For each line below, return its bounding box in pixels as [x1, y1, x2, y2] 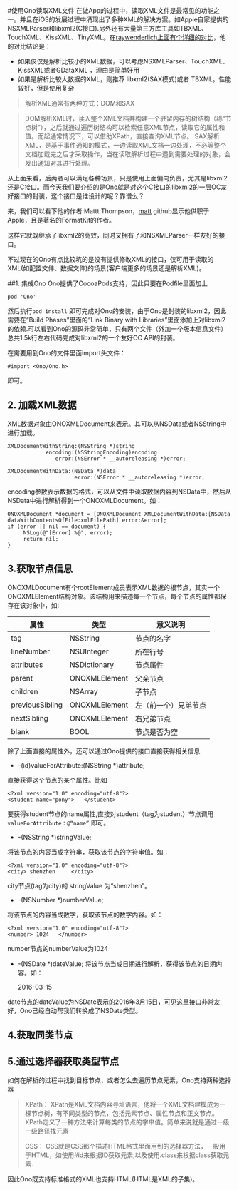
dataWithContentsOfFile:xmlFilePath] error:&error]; [7, 517, 167, 524]
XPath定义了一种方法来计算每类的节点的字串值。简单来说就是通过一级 [24, 1117, 230, 1126]
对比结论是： [13, 42, 51, 50]
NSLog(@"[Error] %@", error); [23, 529, 113, 536]
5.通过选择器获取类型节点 [7, 1055, 119, 1068]
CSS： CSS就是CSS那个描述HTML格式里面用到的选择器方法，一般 [24, 1141, 220, 1150]
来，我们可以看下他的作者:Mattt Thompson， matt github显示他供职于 [7, 207, 210, 215]
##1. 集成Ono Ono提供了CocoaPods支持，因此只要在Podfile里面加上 [7, 279, 208, 288]
